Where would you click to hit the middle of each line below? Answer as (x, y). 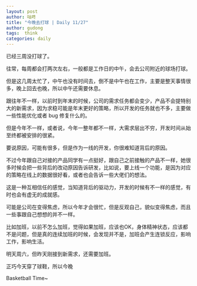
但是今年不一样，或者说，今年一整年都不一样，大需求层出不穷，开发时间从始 (98, 128)
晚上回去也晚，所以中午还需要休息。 (60, 88)
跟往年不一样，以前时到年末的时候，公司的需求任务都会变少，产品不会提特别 (98, 101)
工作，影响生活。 (27, 241)
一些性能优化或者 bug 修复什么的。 (48, 115)
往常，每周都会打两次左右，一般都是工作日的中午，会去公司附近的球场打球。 (98, 69)
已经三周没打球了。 (29, 56)
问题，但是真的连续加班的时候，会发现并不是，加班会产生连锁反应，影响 (103, 234)
